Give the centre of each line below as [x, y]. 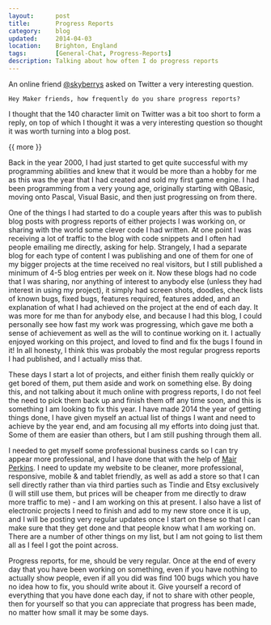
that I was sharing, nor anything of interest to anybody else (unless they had [135, 281]
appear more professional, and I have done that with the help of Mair [123, 459]
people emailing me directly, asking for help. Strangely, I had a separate [128, 247]
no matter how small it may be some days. [79, 612]
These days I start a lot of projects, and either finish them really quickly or [131, 374]
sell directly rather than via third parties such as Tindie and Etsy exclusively [134, 485]
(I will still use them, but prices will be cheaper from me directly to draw [127, 493]
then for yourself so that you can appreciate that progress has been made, [132, 603]
